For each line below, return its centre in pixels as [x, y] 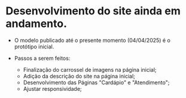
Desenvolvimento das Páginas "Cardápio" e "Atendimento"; [96, 82]
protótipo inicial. [34, 47]
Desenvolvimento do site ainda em [93, 11]
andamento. [36, 24]
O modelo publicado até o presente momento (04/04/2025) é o [92, 40]
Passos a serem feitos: [42, 58]
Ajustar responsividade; [52, 88]
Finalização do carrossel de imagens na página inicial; [90, 69]
